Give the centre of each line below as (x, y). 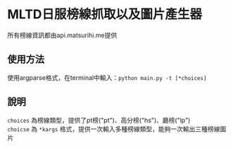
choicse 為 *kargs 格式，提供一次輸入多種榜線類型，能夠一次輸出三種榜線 (114, 129)
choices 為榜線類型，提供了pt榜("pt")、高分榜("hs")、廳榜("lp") (99, 120)
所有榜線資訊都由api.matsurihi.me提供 (62, 35)
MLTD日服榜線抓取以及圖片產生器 (105, 14)
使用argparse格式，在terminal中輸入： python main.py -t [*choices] (107, 77)
